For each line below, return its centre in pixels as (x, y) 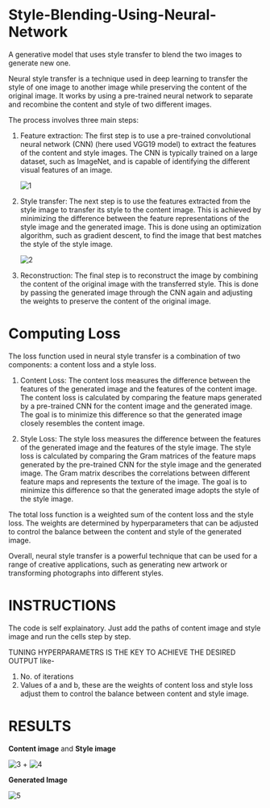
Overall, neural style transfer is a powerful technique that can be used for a (133, 555)
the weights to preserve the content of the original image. (115, 301)
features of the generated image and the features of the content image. (138, 388)
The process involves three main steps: (74, 119)
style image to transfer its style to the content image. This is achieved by (141, 209)
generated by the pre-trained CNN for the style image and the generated (141, 464)
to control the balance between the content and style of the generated (125, 531)
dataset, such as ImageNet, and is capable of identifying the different (135, 161)
